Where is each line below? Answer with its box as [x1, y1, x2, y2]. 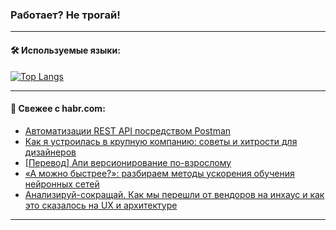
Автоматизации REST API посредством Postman [24, 124, 232, 137]
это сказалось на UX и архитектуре [24, 199, 178, 211]
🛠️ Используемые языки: [10, 44, 121, 56]
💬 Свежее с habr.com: [10, 103, 106, 115]
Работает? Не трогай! [10, 8, 121, 22]
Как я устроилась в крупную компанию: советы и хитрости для [24, 135, 298, 147]
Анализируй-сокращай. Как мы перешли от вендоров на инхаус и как [24, 188, 325, 200]
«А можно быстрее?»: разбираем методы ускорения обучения [24, 167, 295, 179]
